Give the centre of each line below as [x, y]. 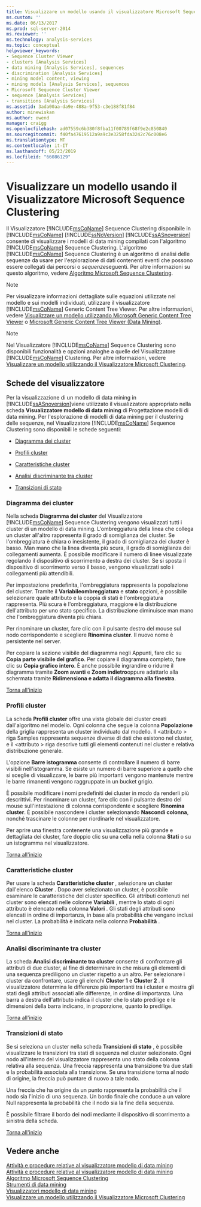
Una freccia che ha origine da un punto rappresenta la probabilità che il [94, 1090]
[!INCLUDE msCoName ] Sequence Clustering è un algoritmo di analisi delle [98, 254]
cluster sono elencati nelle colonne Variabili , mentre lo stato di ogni [90, 902]
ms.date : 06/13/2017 [32, 23]
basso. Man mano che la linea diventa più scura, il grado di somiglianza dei [99, 548]
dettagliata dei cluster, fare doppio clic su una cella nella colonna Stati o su [99, 836]
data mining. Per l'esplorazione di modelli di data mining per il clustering [95, 417]
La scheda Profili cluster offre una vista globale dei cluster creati [86, 719]
